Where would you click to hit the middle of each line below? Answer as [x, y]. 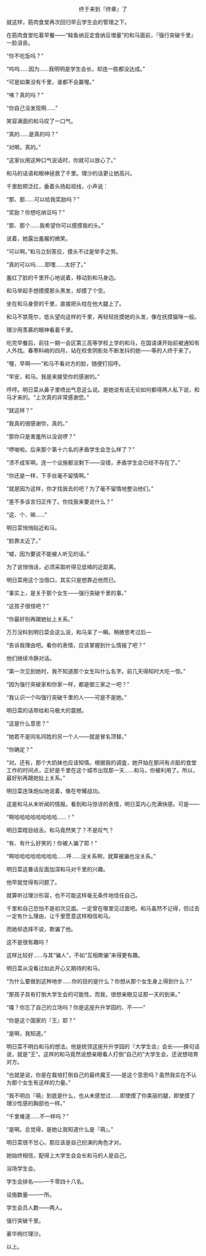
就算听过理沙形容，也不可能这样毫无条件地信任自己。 [74, 895]
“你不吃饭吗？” [25, 56]
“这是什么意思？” [28, 723]
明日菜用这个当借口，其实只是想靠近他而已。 [63, 580]
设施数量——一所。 [31, 1195]
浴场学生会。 [22, 1169]
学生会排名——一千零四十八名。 [47, 1181]
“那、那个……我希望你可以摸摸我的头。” [55, 225]
